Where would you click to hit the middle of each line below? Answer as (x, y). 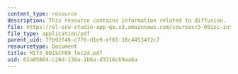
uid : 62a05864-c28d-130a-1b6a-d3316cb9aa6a (73, 60)
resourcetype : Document (42, 47)
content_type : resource (42, 14)
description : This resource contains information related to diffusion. (117, 20)
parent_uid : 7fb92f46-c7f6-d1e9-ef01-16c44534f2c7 (84, 40)
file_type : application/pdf (49, 33)
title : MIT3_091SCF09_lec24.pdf (55, 54)
